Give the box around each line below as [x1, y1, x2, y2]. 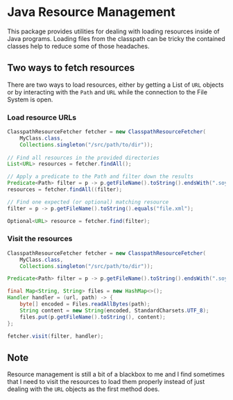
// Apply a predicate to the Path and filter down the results [7, 173, 194, 181]
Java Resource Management [7, 4, 175, 20]
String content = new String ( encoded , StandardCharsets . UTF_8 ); [19, 307, 209, 314]
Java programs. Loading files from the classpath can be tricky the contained [7, 34, 225, 42]
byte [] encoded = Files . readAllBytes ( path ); [19, 301, 150, 308]
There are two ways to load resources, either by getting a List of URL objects [7, 81, 224, 89]
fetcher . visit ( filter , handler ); [7, 333, 104, 340]
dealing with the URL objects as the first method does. [7, 385, 160, 393]
